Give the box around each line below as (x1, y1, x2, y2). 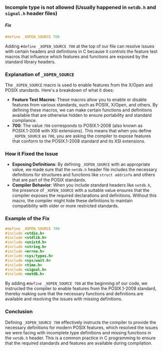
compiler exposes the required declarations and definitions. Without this (12, 192, 157, 199)
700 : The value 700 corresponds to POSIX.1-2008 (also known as (12, 123, 143, 128)
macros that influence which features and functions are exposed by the (5, 53, 148, 60)
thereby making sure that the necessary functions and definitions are (5, 291, 144, 297)
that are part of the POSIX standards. (12, 177, 87, 183)
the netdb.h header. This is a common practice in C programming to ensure (5, 335, 156, 341)
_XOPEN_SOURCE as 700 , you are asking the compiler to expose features (12, 133, 151, 139)
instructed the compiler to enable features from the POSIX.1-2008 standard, (5, 286, 157, 291)
